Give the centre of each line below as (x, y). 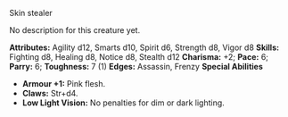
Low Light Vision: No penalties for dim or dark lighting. (123, 103)
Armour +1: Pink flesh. (63, 84)
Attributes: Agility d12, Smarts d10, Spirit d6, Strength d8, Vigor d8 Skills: (144, 47)
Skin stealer (31, 13)
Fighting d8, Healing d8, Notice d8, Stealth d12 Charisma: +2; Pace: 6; (139, 57)
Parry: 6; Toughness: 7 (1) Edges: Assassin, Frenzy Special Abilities (136, 67)
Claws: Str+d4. (50, 93)
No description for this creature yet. (75, 30)
